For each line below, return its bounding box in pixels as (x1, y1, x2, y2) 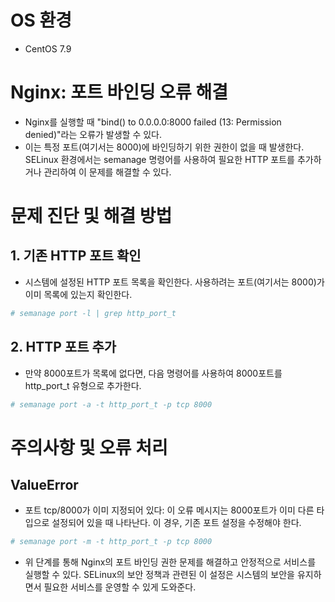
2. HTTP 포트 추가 (10, 339, 117, 356)
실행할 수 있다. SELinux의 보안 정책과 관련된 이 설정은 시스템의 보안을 (24, 569, 295, 581)
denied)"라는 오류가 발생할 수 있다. (24, 128, 163, 140)
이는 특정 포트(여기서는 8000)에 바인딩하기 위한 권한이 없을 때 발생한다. (24, 141, 305, 153)
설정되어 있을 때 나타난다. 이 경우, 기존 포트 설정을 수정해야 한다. (51, 517, 302, 529)
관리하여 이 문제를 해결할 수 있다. (43, 166, 172, 178)
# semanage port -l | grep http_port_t (10, 308, 177, 318)
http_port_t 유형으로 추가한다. (24, 379, 142, 391)
